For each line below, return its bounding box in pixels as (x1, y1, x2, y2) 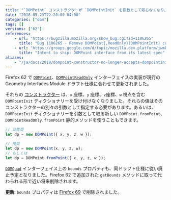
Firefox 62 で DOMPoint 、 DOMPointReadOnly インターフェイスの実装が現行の (5, 74, 160, 81)
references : (5, 31, 31, 36)
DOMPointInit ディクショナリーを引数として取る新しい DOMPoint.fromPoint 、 (5, 111, 165, 117)
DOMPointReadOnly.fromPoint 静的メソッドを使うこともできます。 (5, 117, 141, 123)
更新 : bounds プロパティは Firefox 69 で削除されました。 (5, 189, 122, 195)
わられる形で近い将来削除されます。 (5, 178, 81, 184)
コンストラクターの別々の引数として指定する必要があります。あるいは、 (5, 104, 156, 110)
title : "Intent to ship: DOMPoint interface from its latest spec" (18, 50, 165, 55)
